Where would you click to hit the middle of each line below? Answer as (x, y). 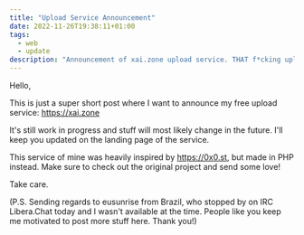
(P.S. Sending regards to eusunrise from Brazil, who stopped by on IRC (142, 202)
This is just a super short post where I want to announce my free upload (143, 103)
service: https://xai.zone (55, 113)
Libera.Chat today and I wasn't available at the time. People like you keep (146, 211)
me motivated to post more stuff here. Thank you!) (103, 221)
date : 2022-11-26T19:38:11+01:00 (72, 26)
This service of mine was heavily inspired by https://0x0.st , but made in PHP (152, 157)
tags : (19, 34)
